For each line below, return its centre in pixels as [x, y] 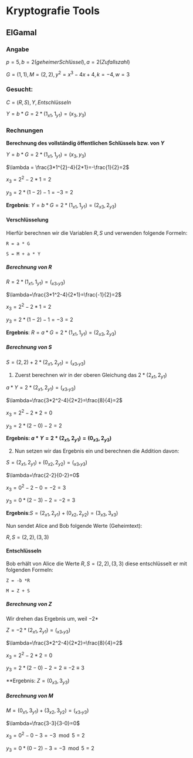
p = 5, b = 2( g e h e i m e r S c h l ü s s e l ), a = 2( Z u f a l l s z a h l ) [68, 62]
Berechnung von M [30, 695]
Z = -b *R [18, 581]
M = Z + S [18, 591]
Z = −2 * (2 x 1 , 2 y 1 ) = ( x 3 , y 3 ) [38, 631]
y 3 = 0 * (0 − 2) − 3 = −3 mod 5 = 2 [50, 749]
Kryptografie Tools [53, 11]
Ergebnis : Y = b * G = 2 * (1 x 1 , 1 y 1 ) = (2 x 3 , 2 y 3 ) [61, 205]
